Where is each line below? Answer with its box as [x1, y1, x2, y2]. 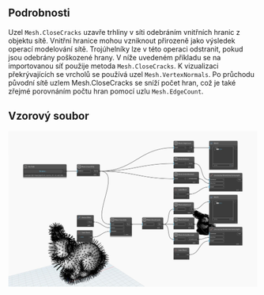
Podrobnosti [8, 6, 70, 20]
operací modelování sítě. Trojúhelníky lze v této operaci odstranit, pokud [8, 44, 243, 54]
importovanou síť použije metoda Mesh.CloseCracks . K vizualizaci [8, 61, 219, 71]
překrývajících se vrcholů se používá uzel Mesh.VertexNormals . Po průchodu [8, 69, 255, 79]
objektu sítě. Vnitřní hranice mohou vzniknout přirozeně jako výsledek [8, 36, 236, 45]
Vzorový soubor [8, 109, 89, 123]
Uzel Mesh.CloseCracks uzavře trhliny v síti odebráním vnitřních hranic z [8, 27, 240, 36]
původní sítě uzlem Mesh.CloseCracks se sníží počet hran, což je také [8, 78, 236, 87]
